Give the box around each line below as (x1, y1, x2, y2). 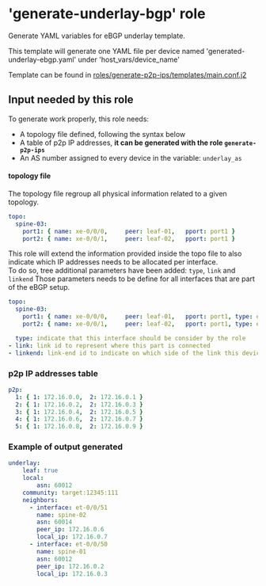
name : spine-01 (36, 547, 87, 555)
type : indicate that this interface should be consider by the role (15, 334, 246, 342)
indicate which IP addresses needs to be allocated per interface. (8, 257, 218, 267)
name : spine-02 (36, 511, 87, 519)
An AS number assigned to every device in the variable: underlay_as (19, 153, 242, 162)
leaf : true (22, 466, 59, 475)
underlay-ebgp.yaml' (8, 55, 77, 64)
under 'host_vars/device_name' (78, 55, 180, 64)
